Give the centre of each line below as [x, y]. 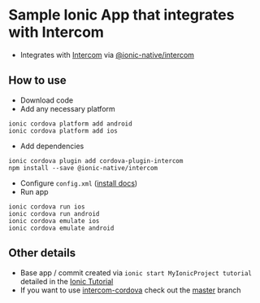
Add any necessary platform [67, 108]
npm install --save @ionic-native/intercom [83, 168]
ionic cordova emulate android [61, 228]
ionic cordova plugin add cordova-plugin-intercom [96, 160]
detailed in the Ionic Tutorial [67, 281]
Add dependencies [52, 146]
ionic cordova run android [54, 213]
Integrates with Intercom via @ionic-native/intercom [107, 55]
